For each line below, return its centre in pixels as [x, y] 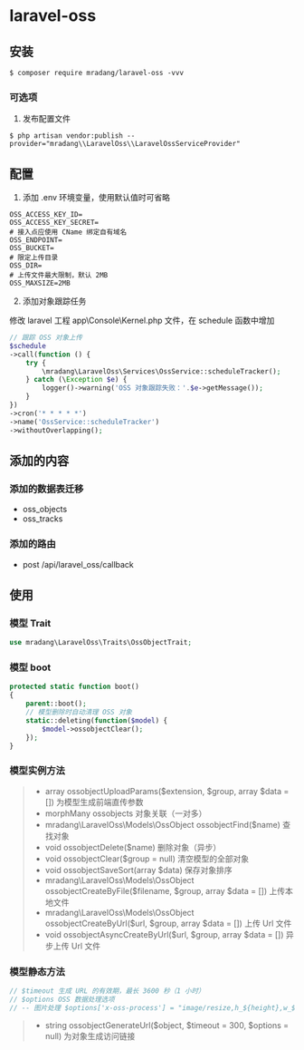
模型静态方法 [38, 971]
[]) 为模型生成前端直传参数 [94, 802]
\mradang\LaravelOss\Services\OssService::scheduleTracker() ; [161, 371]
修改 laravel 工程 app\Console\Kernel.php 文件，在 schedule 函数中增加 [142, 321]
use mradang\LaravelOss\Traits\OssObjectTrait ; [101, 643]
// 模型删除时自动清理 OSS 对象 [79, 713]
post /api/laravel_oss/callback [78, 564]
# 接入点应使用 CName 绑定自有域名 [68, 232]
